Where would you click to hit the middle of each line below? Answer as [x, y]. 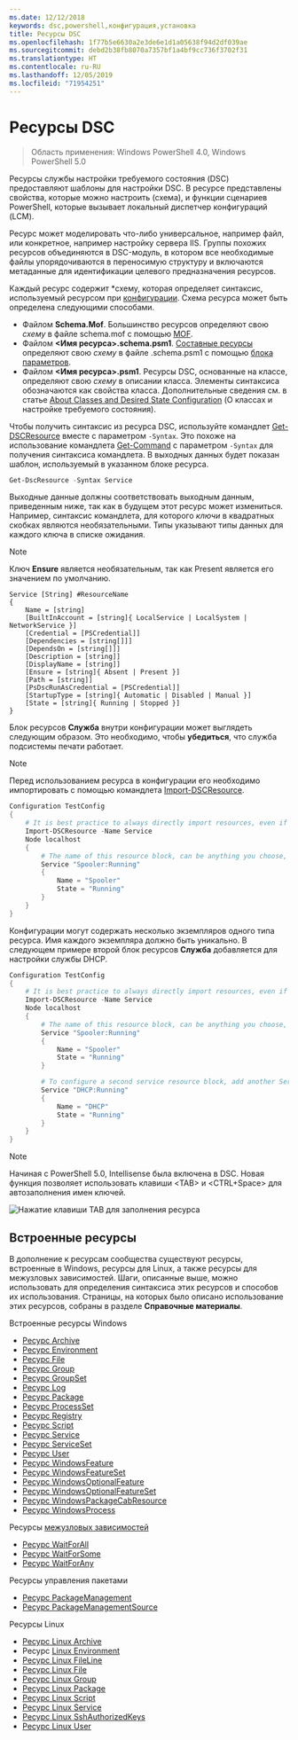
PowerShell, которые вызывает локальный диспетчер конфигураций [138, 207]
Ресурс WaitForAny [58, 1563]
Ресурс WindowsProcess [69, 1510]
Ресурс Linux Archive [62, 1641]
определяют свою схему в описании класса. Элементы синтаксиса [151, 380]
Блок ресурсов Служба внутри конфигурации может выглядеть [131, 727]
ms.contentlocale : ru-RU [55, 67]
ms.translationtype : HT [53, 59]
